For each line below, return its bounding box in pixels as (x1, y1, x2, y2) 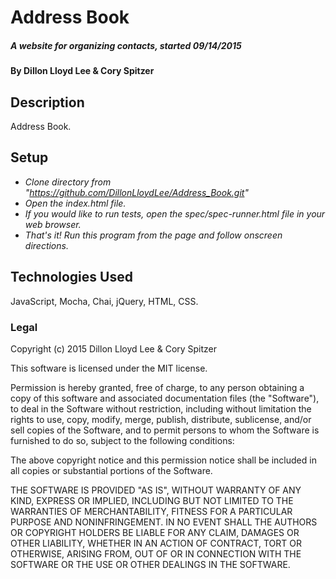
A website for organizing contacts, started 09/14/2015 (10, 39, 242, 51)
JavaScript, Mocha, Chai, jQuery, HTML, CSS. (10, 295, 199, 307)
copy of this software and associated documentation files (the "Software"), (10, 392, 320, 404)
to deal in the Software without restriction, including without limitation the (10, 402, 312, 415)
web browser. (24, 218, 82, 230)
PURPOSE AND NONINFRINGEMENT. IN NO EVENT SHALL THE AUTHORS (10, 516, 318, 528)
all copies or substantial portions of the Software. (10, 464, 213, 476)
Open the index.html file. (24, 197, 127, 209)
